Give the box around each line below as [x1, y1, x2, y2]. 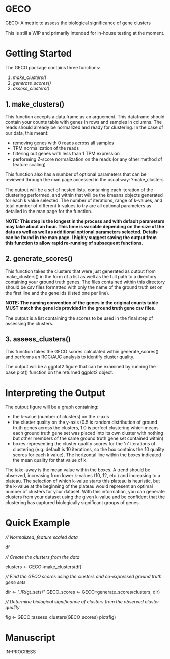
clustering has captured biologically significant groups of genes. [5, 499, 140, 506]
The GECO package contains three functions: [5, 64, 101, 70]
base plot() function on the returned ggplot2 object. [5, 369, 114, 375]
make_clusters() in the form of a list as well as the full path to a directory [5, 273, 157, 279]
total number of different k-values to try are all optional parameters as [5, 202, 152, 209]
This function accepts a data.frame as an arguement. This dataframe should [5, 113, 165, 120]
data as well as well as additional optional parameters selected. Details [5, 229, 158, 235]
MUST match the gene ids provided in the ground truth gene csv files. [5, 305, 156, 311]
